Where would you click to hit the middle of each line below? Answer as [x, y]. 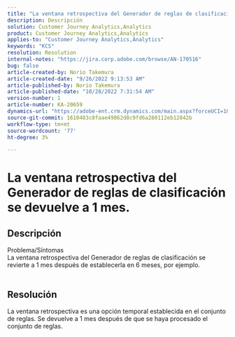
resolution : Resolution [42, 53]
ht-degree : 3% [28, 137]
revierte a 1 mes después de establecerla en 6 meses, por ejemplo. [104, 265]
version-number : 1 [34, 99]
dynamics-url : [28, 111]
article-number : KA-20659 [45, 105]
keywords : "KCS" [31, 46]
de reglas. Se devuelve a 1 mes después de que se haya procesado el [108, 319]
